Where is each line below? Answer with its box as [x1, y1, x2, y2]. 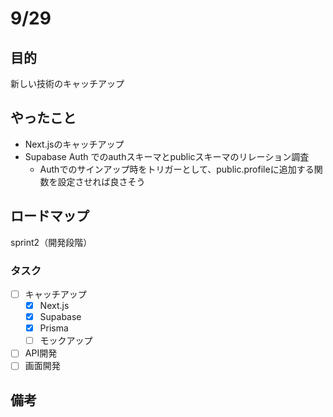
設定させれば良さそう [57, 175, 146, 187]
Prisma [39, 322, 69, 334]
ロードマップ [10, 208, 90, 225]
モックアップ [39, 335, 93, 347]
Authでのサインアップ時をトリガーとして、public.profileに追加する [39, 163, 315, 175]
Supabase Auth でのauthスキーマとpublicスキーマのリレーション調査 [24, 150, 310, 162]
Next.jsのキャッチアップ [24, 138, 125, 150]
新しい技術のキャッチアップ [10, 78, 125, 89]
